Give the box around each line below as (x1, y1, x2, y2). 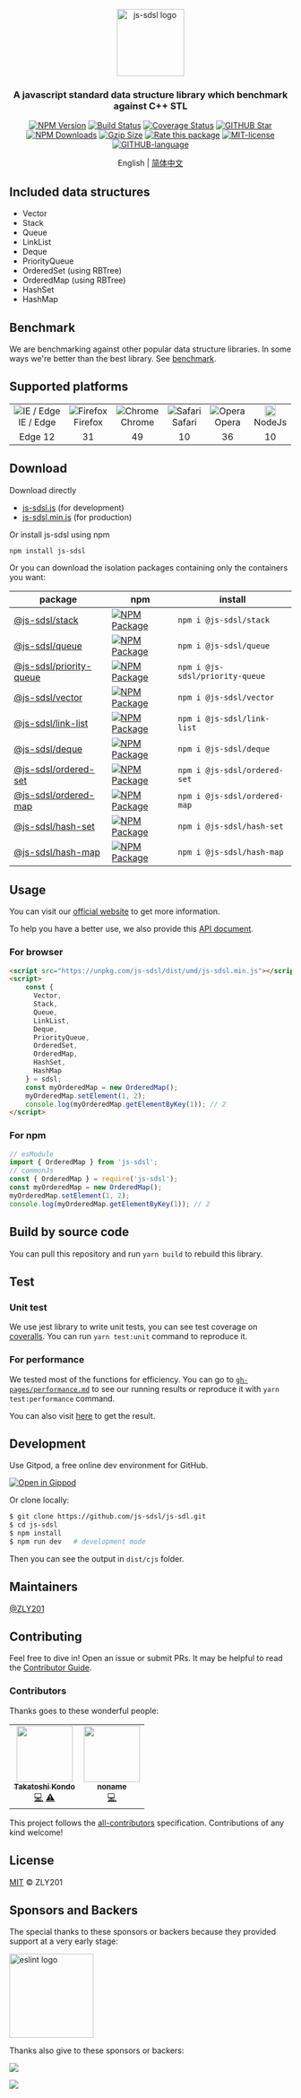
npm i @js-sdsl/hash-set (177, 822, 284, 831)
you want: (9, 572, 47, 583)
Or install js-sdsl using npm (9, 529, 110, 540)
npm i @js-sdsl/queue (177, 641, 271, 651)
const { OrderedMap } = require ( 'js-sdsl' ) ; (9, 1175, 178, 1184)
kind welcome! (9, 1826, 64, 1838)
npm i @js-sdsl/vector (177, 692, 275, 703)
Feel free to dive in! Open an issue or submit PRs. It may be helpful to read (9, 1653, 284, 1664)
